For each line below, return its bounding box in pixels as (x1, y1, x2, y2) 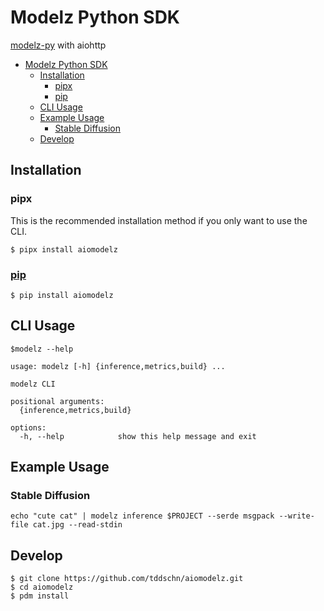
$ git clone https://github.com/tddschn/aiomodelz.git (10, 574, 244, 584)
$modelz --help (10, 344, 74, 354)
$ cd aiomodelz (10, 582, 74, 593)
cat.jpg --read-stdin (32, 520, 123, 530)
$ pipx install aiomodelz (10, 244, 118, 255)
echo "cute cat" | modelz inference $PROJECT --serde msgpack (10, 511, 275, 521)
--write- (278, 511, 315, 521)
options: (10, 422, 47, 433)
